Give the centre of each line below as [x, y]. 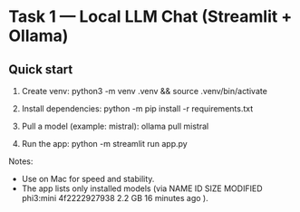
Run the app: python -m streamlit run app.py [104, 144]
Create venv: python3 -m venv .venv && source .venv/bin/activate [145, 91]
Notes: [21, 161]
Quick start [41, 69]
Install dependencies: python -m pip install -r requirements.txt [137, 109]
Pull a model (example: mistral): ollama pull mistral [115, 126]
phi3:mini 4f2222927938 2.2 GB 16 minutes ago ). [115, 198]
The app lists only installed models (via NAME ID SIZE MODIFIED [142, 188]
